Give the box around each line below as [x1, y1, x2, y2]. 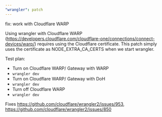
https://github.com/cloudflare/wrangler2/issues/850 [5, 106, 111, 112]
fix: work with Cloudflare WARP [5, 21, 69, 27]
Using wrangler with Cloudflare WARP [5, 30, 83, 36]
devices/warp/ [5, 40, 35, 47]
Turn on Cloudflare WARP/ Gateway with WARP [12, 65, 109, 71]
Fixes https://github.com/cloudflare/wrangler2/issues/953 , [5, 101, 125, 107]
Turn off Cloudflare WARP [12, 86, 65, 92]
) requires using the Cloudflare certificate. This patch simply [34, 40, 157, 47]
